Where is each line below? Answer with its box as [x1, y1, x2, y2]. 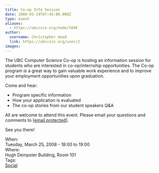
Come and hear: [5, 82, 38, 88]
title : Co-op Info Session [5, 7, 60, 12]
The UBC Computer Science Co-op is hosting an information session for [5, 57, 151, 63]
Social [5, 162, 18, 168]
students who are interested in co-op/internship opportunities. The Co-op [5, 62, 154, 68]
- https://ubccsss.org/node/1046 [9, 26, 78, 30]
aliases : [5, 21, 23, 26]
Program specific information [12, 92, 72, 98]
